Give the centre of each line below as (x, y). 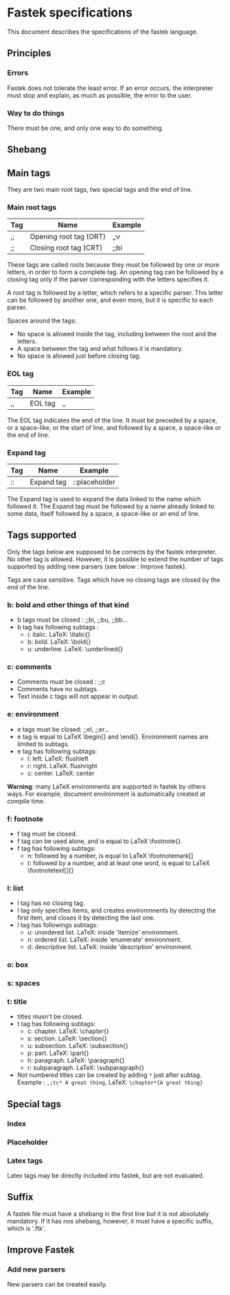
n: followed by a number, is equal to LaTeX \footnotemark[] (110, 856)
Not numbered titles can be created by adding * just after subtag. (109, 1075)
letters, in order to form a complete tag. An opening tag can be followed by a (115, 272)
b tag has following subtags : (58, 627)
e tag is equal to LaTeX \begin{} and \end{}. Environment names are (113, 737)
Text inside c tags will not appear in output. (78, 697)
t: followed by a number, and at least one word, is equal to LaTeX (119, 863)
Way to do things (36, 113)
